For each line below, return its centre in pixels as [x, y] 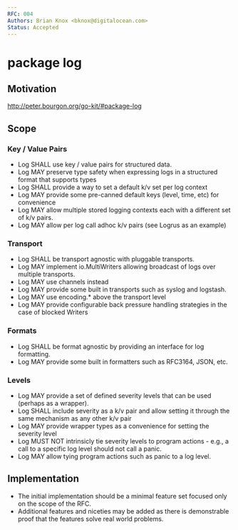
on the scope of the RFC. [54, 504]
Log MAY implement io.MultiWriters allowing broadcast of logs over [117, 267]
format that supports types [57, 180]
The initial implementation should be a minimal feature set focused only [122, 496]
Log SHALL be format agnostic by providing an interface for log [111, 346]
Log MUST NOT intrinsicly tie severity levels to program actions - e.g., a [123, 441]
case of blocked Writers [53, 312]
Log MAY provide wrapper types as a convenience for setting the [113, 426]
